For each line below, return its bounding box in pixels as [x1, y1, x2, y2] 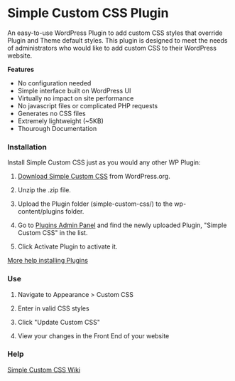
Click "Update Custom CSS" [17, 318, 101, 326]
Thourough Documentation [17, 124, 97, 132]
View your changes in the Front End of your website [17, 331, 170, 340]
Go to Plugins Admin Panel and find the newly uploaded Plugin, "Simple [17, 221, 227, 229]
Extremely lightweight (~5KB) [17, 116, 104, 125]
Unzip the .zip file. [17, 186, 71, 194]
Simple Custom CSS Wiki [7, 365, 81, 374]
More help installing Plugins [7, 256, 89, 265]
